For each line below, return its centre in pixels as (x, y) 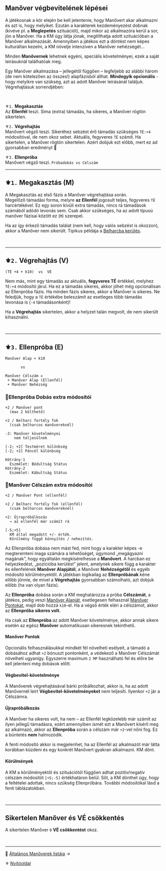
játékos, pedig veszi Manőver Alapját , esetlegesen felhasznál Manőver (77, 600)
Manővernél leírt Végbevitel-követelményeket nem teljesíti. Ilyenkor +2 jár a (83, 691)
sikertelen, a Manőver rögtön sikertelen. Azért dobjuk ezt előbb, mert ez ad (82, 142)
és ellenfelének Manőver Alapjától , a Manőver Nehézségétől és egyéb (78, 569)
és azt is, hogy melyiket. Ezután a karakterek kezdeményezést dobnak (77, 25)
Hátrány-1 (15, 460)
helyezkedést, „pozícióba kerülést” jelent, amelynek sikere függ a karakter (81, 564)
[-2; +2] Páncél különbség (33, 451)
